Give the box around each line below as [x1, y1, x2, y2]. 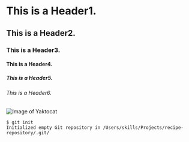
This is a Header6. [6, 89, 52, 97]
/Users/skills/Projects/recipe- [103, 124, 184, 131]
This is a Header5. [6, 74, 53, 81]
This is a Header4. [6, 61, 53, 68]
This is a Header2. [6, 28, 76, 38]
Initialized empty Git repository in [6, 124, 101, 131]
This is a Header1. [6, 4, 97, 18]
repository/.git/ [6, 129, 50, 135]
